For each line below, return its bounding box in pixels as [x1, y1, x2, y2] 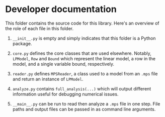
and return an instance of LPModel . [12, 76, 84, 82]
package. [12, 40, 32, 46]
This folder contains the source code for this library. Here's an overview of [5, 20, 159, 26]
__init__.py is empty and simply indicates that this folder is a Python [12, 35, 156, 41]
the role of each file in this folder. [5, 25, 74, 31]
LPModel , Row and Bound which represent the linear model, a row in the [12, 55, 156, 61]
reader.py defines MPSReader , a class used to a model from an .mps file [12, 70, 158, 76]
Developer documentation [5, 4, 117, 15]
